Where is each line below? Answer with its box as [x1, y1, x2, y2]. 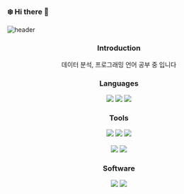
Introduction [97, 43, 141, 53]
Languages [98, 78, 139, 88]
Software [102, 164, 136, 173]
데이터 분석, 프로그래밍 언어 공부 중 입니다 [61, 60, 177, 69]
